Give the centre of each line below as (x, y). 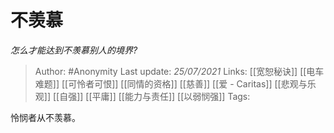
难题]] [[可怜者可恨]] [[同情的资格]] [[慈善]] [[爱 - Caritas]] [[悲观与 (171, 83)
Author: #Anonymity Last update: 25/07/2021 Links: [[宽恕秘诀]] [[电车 (179, 71)
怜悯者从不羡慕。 (45, 117)
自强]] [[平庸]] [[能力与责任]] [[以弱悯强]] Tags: (155, 96)
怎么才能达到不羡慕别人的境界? (74, 50)
